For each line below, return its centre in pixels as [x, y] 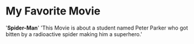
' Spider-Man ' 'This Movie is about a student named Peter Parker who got [97, 28]
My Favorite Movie [53, 11]
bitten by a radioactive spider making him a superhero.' [74, 34]
